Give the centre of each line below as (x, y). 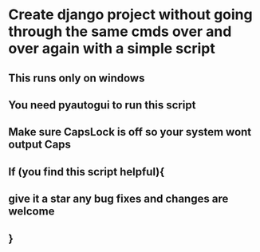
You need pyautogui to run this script (102, 105)
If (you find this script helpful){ (87, 172)
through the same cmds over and (120, 31)
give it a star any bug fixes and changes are (118, 199)
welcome (32, 212)
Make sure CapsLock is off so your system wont (130, 132)
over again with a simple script (112, 49)
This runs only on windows (77, 78)
